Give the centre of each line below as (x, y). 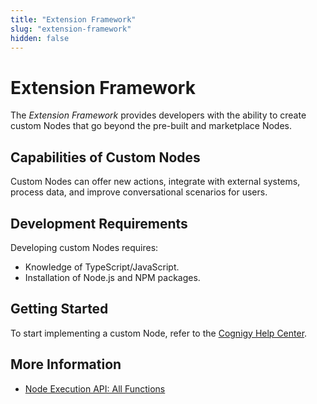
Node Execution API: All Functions (95, 388)
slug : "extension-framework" (71, 29)
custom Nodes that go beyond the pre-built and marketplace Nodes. (151, 126)
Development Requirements (99, 223)
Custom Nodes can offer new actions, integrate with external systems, (155, 182)
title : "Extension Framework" (73, 19)
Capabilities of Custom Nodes (105, 157)
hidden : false (40, 38)
